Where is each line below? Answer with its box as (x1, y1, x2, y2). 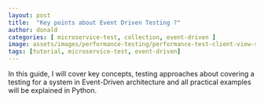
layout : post (8, 11, 51, 20)
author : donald (8, 26, 58, 34)
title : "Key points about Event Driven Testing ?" (8, 19, 181, 27)
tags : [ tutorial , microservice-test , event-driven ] (8, 48, 181, 55)
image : (8, 41, 30, 48)
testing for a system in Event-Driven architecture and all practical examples (8, 77, 251, 87)
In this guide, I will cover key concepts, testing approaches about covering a (8, 69, 255, 78)
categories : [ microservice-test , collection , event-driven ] (8, 33, 216, 41)
